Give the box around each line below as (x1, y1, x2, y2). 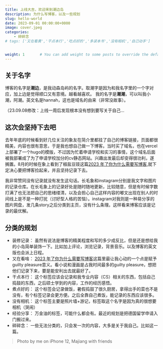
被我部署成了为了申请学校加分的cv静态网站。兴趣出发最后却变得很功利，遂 (5, 155, 154, 161)
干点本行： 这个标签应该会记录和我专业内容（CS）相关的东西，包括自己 (12, 274, 155, 279)
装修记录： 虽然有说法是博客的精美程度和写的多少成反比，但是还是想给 (12, 237, 154, 243)
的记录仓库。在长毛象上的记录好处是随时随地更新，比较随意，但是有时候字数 (5, 184, 158, 190)
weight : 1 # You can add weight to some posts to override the (5, 52, 149, 57)
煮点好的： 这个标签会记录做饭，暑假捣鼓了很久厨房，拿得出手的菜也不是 (12, 286, 158, 292)
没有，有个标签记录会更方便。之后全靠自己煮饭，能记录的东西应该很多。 (12, 292, 157, 298)
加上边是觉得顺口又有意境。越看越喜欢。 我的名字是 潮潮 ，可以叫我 (13, 91, 147, 97)
